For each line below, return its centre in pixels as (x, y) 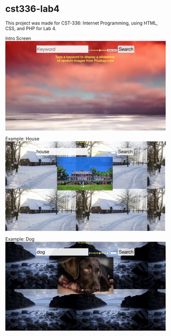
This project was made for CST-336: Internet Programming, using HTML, (82, 23)
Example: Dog (20, 239)
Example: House (22, 139)
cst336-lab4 (33, 9)
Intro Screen (18, 38)
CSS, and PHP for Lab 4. (31, 28)
